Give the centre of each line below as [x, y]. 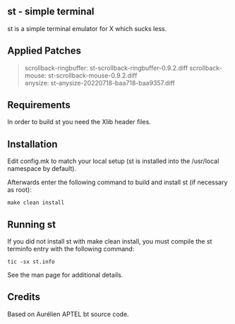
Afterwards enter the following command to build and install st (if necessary [117, 182]
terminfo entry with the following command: [71, 249]
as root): [19, 190]
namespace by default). [42, 169]
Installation [32, 144]
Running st [32, 224]
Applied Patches [44, 51]
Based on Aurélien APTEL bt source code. [68, 314]
